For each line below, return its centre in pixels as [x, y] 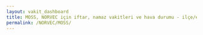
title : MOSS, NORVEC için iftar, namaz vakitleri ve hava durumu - [93, 17]
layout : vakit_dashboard [37, 12]
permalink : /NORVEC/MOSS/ [39, 23]
